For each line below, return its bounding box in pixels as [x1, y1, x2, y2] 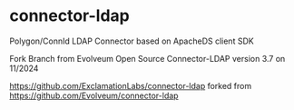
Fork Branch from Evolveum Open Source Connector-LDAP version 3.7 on [9, 53, 286, 64]
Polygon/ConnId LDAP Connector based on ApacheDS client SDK [9, 35, 254, 46]
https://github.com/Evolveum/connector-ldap [9, 90, 179, 101]
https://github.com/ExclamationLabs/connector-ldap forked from [9, 80, 252, 91]
